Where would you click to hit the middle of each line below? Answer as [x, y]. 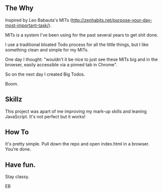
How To [17, 132]
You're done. [18, 149]
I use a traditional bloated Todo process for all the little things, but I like [77, 45]
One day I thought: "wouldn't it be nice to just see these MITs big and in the [81, 59]
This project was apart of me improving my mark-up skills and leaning [76, 111]
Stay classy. [17, 177]
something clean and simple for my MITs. [47, 49]
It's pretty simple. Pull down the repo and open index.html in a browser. [77, 144]
